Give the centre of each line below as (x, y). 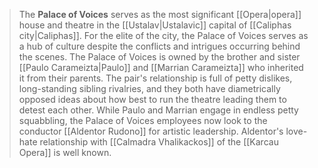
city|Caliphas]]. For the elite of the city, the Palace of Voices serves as (163, 35)
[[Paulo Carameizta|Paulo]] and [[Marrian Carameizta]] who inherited (161, 67)
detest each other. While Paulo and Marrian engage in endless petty (158, 110)
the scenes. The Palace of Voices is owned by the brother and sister (159, 57)
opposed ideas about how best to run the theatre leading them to (152, 99)
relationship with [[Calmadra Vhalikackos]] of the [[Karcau (159, 142)
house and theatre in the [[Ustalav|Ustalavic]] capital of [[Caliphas (155, 25)
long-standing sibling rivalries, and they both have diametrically (149, 88)
